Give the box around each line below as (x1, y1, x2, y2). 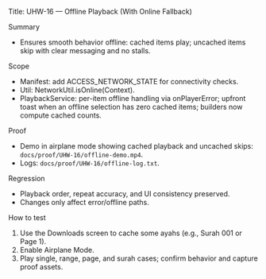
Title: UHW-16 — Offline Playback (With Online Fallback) (8, 7, 193, 16)
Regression (8, 174, 45, 183)
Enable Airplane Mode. (19, 246, 95, 254)
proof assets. (19, 262, 64, 271)
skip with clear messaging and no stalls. (19, 46, 151, 55)
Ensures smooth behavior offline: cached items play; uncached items (19, 37, 246, 47)
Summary (8, 22, 40, 31)
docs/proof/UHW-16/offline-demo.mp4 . (19, 150, 144, 159)
